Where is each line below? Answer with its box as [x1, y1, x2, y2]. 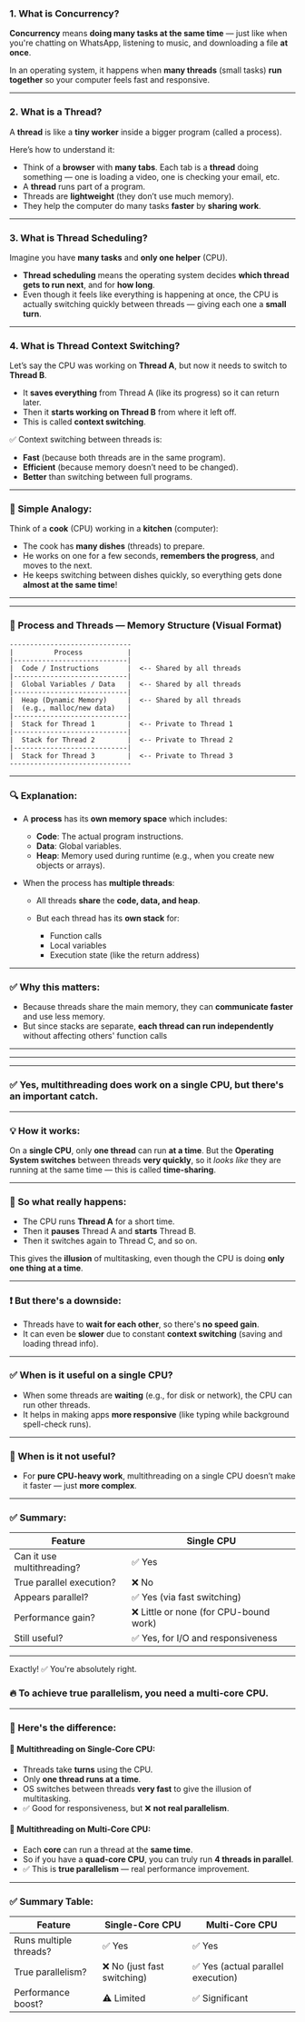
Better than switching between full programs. [22, 472, 193, 483]
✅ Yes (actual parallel [192, 1960, 284, 1973]
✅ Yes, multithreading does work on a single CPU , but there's [9, 1079, 284, 1091]
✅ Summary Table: [9, 1896, 93, 1907]
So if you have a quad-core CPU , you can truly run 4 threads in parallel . [22, 1854, 294, 1865]
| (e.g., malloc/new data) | [9, 703, 132, 712]
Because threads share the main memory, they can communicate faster [22, 1001, 293, 1012]
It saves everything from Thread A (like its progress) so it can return [22, 387, 280, 398]
